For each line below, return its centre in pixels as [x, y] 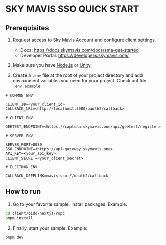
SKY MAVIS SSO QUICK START [72, 9]
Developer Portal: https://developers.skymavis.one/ [75, 55]
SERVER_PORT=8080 [24, 145]
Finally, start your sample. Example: [50, 228]
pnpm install [19, 218]
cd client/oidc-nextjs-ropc [35, 213]
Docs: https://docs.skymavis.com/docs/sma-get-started [80, 50]
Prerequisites [27, 28]
